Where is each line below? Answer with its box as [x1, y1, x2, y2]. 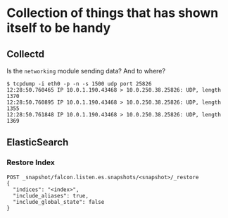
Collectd [6, 48, 45, 60]
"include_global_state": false [13, 198, 105, 205]
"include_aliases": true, [13, 192, 89, 199]
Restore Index [6, 157, 56, 167]
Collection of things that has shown [6, 5, 219, 21]
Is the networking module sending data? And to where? [6, 67, 166, 75]
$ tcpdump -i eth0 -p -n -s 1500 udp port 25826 [6, 80, 152, 87]
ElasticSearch [6, 136, 69, 149]
